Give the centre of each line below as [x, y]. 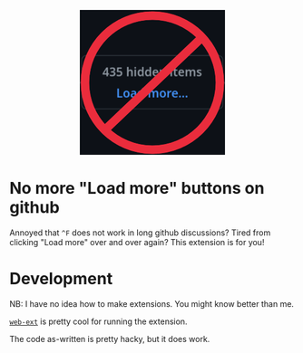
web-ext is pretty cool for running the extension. [98, 321]
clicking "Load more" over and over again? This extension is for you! [137, 242]
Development [61, 279]
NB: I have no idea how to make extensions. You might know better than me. [152, 303]
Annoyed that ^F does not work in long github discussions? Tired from [140, 233]
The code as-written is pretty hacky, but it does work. [110, 339]
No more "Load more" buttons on [137, 189]
